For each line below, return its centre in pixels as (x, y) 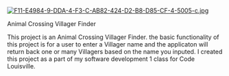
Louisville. (21, 66)
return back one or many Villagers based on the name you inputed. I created (115, 52)
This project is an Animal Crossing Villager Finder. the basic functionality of (113, 37)
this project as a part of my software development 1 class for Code (101, 59)
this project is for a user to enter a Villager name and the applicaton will (108, 44)
